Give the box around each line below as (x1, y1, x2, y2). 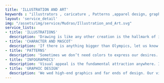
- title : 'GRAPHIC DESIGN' (5, 66, 60, 71)
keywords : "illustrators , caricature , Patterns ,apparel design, (5, 12, 147, 17)
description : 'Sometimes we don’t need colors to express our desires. (9, 52, 159, 58)
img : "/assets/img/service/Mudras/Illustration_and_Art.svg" (5, 21, 132, 26)
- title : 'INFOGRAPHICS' (5, 57, 56, 62)
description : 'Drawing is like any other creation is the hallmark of (9, 35, 156, 40)
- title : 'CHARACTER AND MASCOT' (5, 39, 73, 44)
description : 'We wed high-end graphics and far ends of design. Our (9, 71, 154, 76)
